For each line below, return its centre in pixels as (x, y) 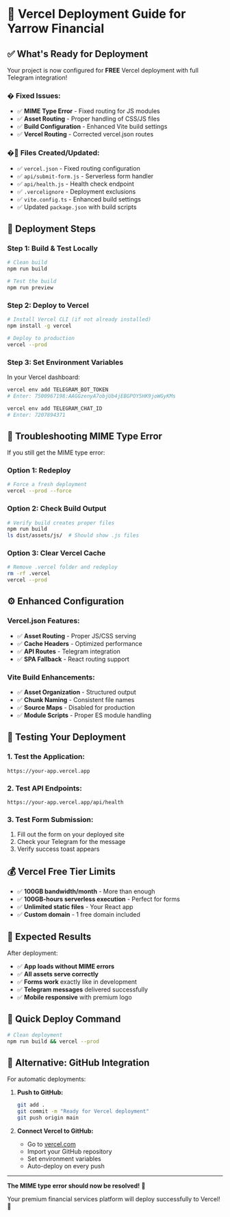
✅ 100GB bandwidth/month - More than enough (86, 891)
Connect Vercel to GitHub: (55, 1131)
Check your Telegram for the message (71, 842)
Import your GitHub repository (69, 1151)
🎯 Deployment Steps (51, 229)
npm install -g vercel (39, 326)
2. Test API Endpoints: (44, 788)
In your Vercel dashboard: (43, 377)
